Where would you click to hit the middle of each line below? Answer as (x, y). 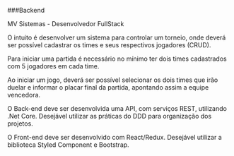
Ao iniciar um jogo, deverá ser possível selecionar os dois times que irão (113, 80)
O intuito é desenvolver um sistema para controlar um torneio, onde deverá (117, 37)
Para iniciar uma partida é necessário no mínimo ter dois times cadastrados (117, 59)
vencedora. (24, 95)
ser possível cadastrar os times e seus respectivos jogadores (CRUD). (109, 45)
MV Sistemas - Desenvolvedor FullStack (66, 24)
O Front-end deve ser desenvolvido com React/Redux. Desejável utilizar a (115, 137)
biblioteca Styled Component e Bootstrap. (68, 145)
